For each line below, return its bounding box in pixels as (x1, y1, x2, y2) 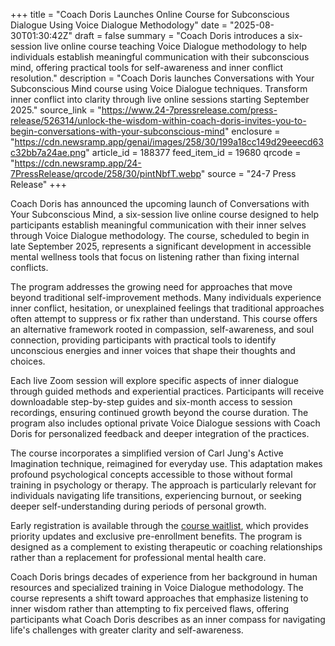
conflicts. (10, 262, 49, 273)
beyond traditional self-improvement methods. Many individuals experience (10, 292, 322, 303)
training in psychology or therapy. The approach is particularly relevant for (10, 479, 317, 491)
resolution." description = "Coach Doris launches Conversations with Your (10, 72, 315, 84)
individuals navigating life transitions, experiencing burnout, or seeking (10, 490, 302, 501)
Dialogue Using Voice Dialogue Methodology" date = (10, 19, 228, 31)
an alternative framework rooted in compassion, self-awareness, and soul (10, 324, 315, 335)
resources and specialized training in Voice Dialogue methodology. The (10, 582, 304, 593)
